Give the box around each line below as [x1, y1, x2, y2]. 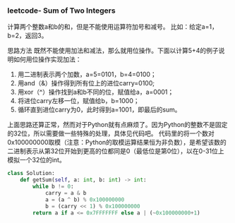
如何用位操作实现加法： [13, 55, 82, 64]
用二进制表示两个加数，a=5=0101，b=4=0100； [17, 70, 157, 79]
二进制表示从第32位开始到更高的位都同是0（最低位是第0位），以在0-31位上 [7, 147, 224, 155]
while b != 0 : [32, 183, 74, 191]
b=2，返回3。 [7, 31, 48, 40]
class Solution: [7, 170, 55, 177]
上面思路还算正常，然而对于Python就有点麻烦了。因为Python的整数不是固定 [7, 121, 228, 129]
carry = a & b [44, 189, 87, 196]
